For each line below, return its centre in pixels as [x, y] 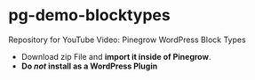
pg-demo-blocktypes [89, 15]
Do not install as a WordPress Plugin [89, 66]
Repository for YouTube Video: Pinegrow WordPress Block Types [127, 40]
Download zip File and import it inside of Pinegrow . [116, 56]
